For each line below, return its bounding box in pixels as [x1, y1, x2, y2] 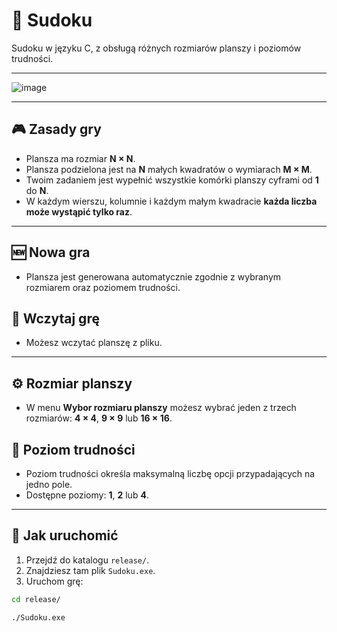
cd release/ [11, 594, 61, 604]
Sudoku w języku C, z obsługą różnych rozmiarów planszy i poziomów [11, 42, 302, 54]
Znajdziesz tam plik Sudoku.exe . [25, 564, 156, 576]
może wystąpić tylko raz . [25, 205, 133, 218]
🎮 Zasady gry [11, 121, 102, 138]
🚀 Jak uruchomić [11, 527, 119, 544]
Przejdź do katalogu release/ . [25, 554, 150, 566]
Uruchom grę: [25, 575, 84, 587]
